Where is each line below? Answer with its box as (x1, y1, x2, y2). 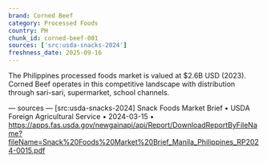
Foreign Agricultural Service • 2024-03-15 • (8, 112, 155, 121)
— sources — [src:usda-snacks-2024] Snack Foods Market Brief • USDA (8, 103, 250, 113)
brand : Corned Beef (8, 11, 74, 20)
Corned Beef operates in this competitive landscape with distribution (8, 79, 236, 89)
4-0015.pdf (8, 145, 46, 155)
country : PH (8, 26, 48, 34)
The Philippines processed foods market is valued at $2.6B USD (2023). (8, 71, 247, 80)
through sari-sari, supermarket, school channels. (8, 88, 170, 97)
